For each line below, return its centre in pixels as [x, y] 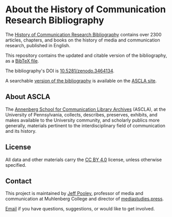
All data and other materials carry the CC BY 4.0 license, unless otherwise [84, 160]
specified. [16, 165]
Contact [18, 181]
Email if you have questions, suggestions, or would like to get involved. [80, 209]
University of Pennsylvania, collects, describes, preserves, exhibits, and [81, 114]
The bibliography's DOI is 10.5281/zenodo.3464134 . [60, 71]
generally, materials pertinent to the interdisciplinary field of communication [85, 125]
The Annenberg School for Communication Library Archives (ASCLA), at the [85, 109]
